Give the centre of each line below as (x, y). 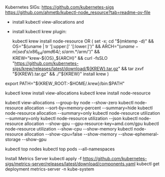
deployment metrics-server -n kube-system (50, 169)
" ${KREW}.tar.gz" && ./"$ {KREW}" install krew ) (61, 74)
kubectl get (148, 164)
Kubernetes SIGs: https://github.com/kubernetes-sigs (60, 7)
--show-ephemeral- (138, 134)
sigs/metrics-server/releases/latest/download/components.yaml (70, 164)
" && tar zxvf (131, 68)
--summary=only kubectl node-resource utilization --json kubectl (71, 118)
